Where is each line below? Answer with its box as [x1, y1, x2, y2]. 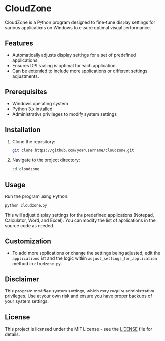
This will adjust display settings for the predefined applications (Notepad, [5, 212, 154, 218]
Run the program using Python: [5, 194, 69, 199]
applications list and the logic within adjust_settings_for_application [12, 255, 157, 261]
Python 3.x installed [12, 106, 53, 112]
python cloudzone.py [5, 203, 48, 208]
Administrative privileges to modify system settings [12, 111, 117, 117]
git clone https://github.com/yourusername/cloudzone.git [12, 148, 134, 153]
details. [5, 331, 20, 337]
